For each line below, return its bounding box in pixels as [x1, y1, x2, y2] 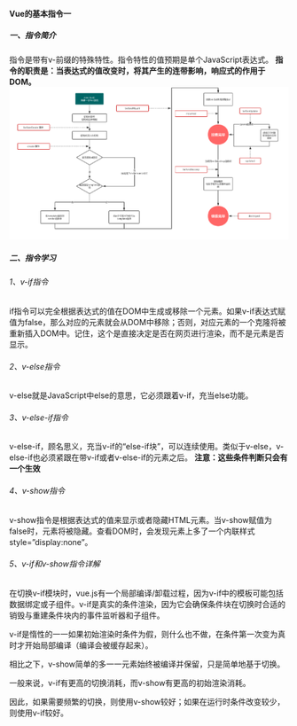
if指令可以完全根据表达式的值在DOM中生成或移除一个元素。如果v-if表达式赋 [9, 306, 286, 316]
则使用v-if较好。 [9, 707, 69, 718]
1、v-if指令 [9, 277, 49, 287]
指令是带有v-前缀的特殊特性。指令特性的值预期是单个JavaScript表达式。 [9, 54, 273, 65]
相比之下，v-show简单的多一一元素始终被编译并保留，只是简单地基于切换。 [9, 659, 285, 669]
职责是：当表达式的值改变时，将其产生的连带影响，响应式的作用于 [24, 65, 266, 75]
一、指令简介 [9, 30, 56, 41]
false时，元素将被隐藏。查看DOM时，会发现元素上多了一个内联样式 [9, 526, 255, 536]
